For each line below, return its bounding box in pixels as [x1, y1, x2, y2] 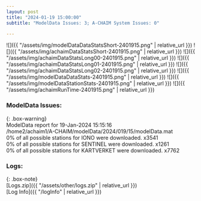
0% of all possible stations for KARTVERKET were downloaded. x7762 [6, 146, 180, 154]
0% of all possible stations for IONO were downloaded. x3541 [6, 134, 158, 141]
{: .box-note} [6, 175, 38, 182]
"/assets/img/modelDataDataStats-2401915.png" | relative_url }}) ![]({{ [6, 73, 179, 81]
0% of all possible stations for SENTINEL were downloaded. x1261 [6, 140, 169, 148]
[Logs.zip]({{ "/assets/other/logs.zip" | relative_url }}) [6, 181, 137, 189]
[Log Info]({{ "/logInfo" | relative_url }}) [6, 188, 102, 195]
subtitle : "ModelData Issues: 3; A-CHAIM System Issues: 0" [6, 20, 160, 26]
